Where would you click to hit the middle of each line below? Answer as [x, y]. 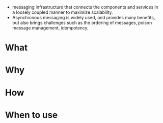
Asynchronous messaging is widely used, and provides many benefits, [84, 17]
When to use [31, 115]
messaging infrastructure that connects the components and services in [85, 7]
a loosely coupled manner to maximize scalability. [62, 12]
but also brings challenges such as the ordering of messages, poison [82, 23]
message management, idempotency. [50, 28]
